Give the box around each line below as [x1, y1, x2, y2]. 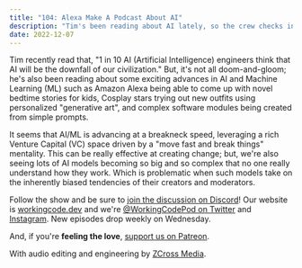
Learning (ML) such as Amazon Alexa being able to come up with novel [9, 83, 273, 94]
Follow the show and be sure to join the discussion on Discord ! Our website [9, 194, 289, 205]
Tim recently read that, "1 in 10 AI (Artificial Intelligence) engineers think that [9, 55, 290, 66]
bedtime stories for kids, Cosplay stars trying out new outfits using [9, 93, 256, 103]
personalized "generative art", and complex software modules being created [9, 103, 292, 113]
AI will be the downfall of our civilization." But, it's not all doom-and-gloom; [9, 64, 287, 75]
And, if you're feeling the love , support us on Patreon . [9, 231, 209, 242]
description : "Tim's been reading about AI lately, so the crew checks [9, 22, 283, 31]
